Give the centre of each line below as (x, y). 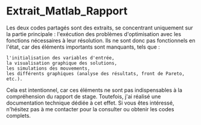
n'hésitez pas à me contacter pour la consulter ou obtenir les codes (90, 109)
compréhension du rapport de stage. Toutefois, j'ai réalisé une (84, 96)
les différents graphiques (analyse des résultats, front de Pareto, (96, 73)
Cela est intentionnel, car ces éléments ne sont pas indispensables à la (94, 90)
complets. (19, 115)
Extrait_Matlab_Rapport (67, 11)
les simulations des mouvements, (48, 68)
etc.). (14, 79)
